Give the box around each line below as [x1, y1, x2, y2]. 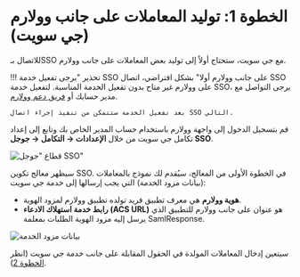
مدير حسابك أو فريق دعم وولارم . [10, 91, 118, 102]
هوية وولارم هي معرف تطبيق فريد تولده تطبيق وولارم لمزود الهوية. [22, 194, 242, 205]
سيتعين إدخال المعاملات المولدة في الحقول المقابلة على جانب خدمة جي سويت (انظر [10, 248, 288, 258]
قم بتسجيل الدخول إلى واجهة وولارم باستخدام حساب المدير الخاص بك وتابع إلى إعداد [10, 123, 289, 134]
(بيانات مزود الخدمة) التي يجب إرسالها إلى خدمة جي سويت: [10, 176, 207, 188]
